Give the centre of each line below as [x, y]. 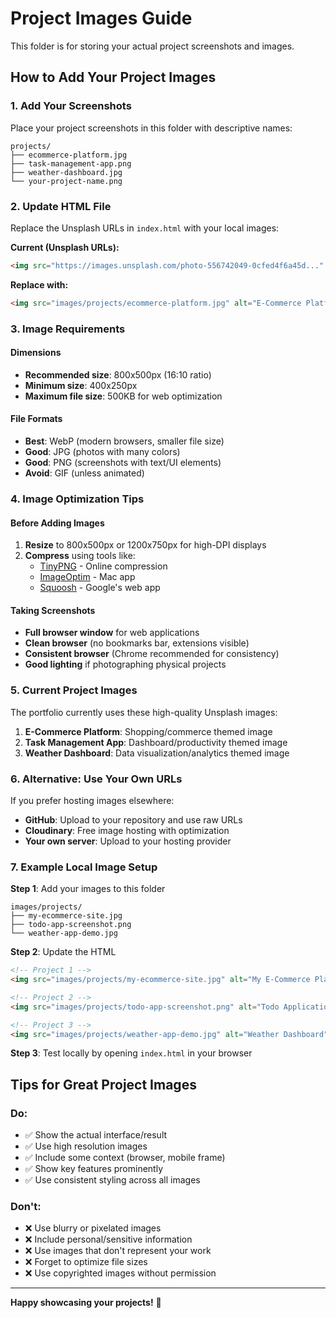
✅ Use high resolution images [86, 1146]
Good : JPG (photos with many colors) [102, 451]
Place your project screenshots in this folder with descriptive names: [151, 128]
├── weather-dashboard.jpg [66, 172]
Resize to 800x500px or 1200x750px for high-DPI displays [145, 545]
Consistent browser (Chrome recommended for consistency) [152, 654]
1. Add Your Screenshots [71, 106]
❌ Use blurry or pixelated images [93, 1228]
